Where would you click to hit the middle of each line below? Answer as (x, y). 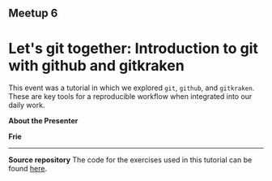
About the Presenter (43, 121)
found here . (28, 169)
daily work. (27, 106)
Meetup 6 (33, 13)
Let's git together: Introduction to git (134, 48)
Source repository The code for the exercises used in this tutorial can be (130, 160)
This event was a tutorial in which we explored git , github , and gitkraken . (132, 88)
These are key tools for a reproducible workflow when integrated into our (130, 97)
